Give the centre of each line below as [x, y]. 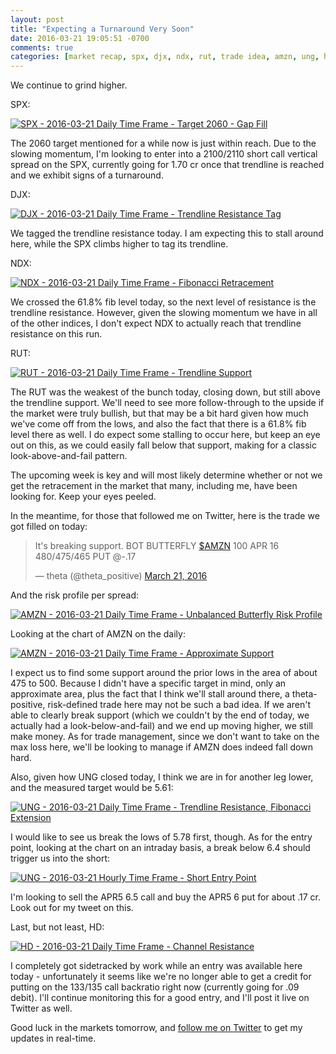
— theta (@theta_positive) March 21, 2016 [121, 576]
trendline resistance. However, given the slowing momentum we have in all [164, 313]
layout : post [37, 19]
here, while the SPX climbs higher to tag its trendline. [119, 244]
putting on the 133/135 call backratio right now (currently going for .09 [155, 987]
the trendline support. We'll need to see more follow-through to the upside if [167, 403]
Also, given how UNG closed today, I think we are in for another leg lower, [162, 777]
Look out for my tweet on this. [72, 908]
